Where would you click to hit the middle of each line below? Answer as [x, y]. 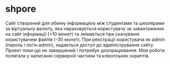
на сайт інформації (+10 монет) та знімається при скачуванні [72, 34]
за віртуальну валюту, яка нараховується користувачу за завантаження [85, 28]
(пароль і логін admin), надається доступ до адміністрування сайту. [80, 45]
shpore [21, 9]
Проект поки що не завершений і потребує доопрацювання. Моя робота [85, 50]
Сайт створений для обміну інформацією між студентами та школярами [85, 23]
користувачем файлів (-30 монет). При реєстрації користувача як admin [85, 39]
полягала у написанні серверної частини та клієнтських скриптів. [78, 56]
